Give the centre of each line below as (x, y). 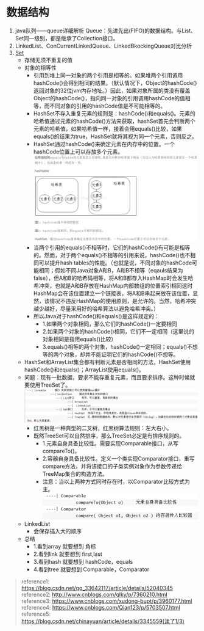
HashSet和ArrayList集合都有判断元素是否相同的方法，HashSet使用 (107, 362)
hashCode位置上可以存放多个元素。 (78, 151)
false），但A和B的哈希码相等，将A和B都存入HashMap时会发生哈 (113, 278)
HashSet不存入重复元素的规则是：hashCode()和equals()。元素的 (114, 113)
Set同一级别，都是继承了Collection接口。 (67, 38)
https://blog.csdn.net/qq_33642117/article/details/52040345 (97, 588)
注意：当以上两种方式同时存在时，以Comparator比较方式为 (116, 481)
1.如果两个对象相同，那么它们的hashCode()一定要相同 (110, 324)
